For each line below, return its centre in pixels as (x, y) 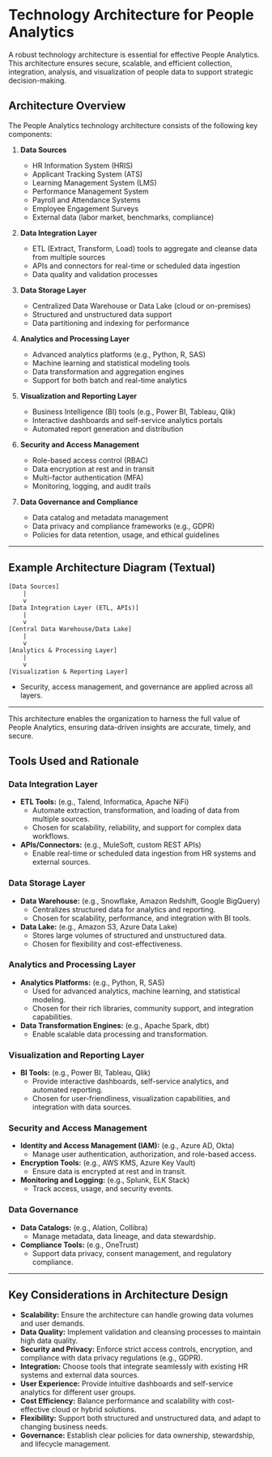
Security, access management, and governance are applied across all (136, 686)
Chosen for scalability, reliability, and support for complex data (136, 827)
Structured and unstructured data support (102, 314)
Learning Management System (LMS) (95, 182)
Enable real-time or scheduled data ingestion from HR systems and (144, 853)
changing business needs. (64, 1426)
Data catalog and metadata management (100, 517)
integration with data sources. (82, 1107)
